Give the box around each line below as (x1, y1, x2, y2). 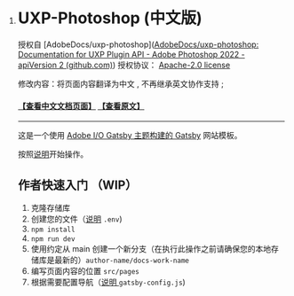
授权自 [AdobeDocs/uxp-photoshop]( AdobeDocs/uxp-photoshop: (17, 39, 259, 50)
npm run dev (30, 234, 75, 244)
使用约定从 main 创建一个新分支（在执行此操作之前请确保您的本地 (30, 243, 272, 253)
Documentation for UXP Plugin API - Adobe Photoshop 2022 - (17, 49, 246, 59)
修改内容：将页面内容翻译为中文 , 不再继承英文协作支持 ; (17, 78, 224, 89)
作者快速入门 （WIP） (17, 177, 138, 192)
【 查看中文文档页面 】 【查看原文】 (17, 100, 145, 111)
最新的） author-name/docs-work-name (54, 254, 189, 265)
